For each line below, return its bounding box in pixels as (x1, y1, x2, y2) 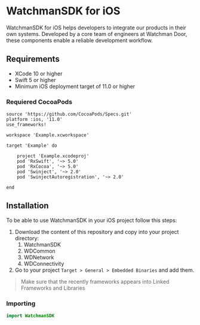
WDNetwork (23, 253, 54, 261)
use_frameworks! (6, 122, 47, 128)
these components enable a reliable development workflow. (6, 37, 153, 44)
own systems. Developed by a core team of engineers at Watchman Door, (6, 30, 187, 37)
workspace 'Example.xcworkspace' (6, 132, 90, 138)
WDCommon (23, 247, 56, 254)
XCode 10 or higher (14, 70, 63, 77)
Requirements (6, 54, 60, 64)
